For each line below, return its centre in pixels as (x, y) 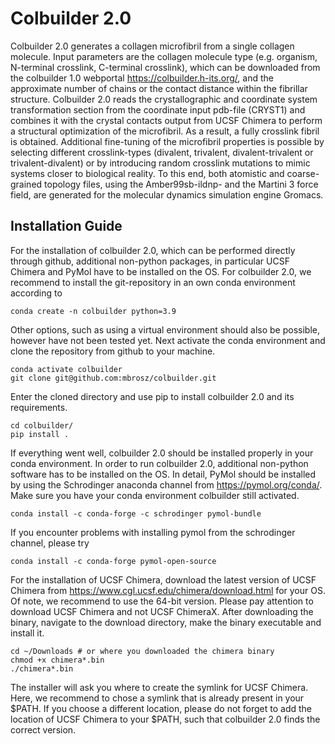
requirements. (39, 407)
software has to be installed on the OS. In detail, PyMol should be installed (163, 474)
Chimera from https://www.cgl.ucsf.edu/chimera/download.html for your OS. (168, 590)
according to (36, 293)
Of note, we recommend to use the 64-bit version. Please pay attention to (162, 601)
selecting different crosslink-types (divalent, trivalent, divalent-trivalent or (162, 152)
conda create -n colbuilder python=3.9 (93, 311)
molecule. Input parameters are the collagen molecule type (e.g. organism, (164, 56)
